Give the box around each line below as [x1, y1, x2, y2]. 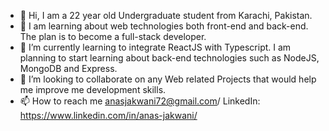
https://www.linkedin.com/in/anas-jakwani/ [19, 110, 198, 121]
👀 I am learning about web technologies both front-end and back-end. [19, 20, 309, 32]
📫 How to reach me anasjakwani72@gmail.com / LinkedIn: [19, 95, 261, 107]
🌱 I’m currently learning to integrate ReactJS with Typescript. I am [19, 41, 292, 53]
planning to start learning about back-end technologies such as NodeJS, [19, 52, 320, 64]
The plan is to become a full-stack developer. [19, 31, 207, 42]
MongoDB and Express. [19, 63, 118, 74]
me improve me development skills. [19, 84, 167, 95]
